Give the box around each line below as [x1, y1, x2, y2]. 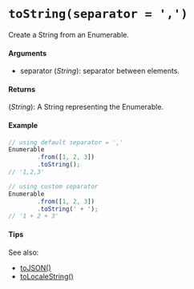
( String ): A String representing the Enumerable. [8, 102, 164, 112]
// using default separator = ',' [8, 138, 124, 147]
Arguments [8, 48, 47, 58]
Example [8, 120, 38, 130]
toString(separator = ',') [8, 6, 188, 22]
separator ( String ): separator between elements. [19, 66, 180, 76]
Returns [8, 84, 36, 94]
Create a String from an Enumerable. [8, 30, 130, 39]
